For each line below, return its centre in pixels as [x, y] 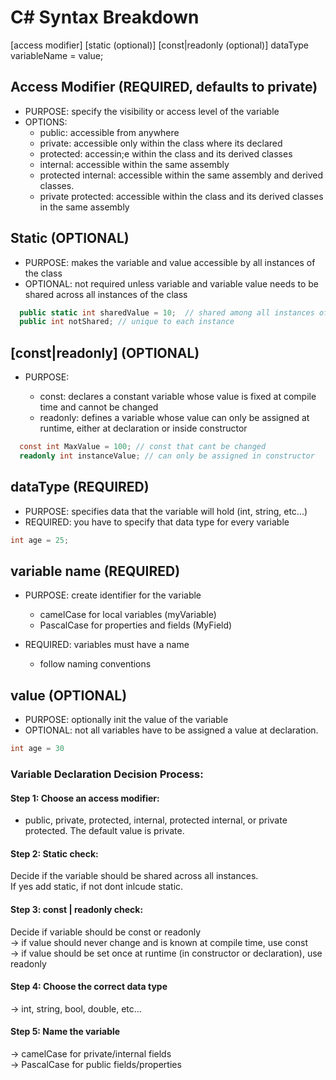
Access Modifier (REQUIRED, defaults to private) [164, 87]
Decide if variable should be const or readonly [106, 932]
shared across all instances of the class [106, 294]
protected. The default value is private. [104, 831]
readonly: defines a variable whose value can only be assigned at [174, 418]
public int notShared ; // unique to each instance [127, 322]
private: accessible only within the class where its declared [161, 143]
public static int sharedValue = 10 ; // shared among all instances [167, 312]
